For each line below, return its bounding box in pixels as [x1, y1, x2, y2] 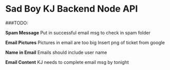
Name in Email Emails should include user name [5, 49, 107, 55]
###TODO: [5, 20, 28, 26]
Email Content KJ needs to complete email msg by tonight [5, 59, 129, 65]
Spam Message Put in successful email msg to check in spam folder [5, 29, 150, 36]
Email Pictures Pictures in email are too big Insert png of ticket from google [5, 39, 165, 46]
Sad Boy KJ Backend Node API [5, 3, 138, 15]
